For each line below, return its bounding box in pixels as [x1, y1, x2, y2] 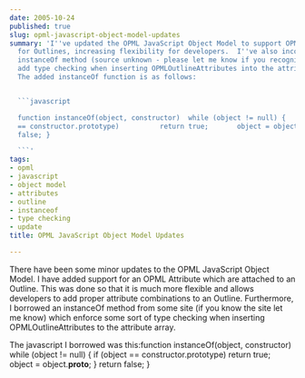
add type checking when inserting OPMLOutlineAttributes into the [17, 65, 274, 74]
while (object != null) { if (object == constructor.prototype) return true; [9, 349, 271, 360]
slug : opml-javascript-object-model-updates [9, 30, 181, 39]
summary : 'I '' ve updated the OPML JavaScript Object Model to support [9, 38, 282, 48]
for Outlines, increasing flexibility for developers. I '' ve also [17, 47, 279, 56]
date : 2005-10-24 [9, 13, 75, 23]
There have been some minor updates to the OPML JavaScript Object [9, 264, 270, 274]
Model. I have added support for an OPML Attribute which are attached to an [9, 274, 296, 284]
